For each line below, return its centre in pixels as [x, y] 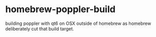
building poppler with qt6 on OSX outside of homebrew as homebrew [78, 23]
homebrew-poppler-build [61, 9]
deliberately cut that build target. [40, 28]
